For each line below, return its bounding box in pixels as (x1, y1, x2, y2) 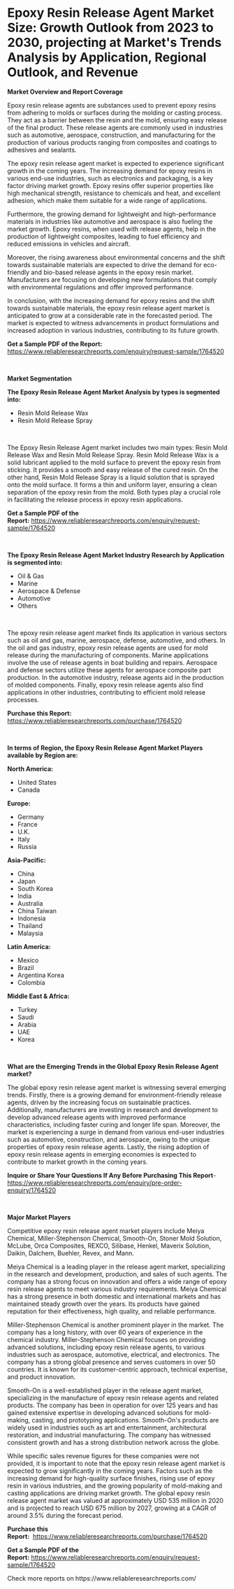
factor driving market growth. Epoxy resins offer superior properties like (7, 181, 214, 190)
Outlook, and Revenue (7, 64, 138, 80)
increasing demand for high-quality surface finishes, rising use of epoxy (7, 1474, 215, 1482)
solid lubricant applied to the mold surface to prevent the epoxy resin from (7, 458, 221, 466)
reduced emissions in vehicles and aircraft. (7, 239, 131, 248)
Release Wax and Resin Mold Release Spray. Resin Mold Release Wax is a (7, 450, 219, 459)
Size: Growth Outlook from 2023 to (7, 20, 214, 36)
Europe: (7, 799, 31, 807)
